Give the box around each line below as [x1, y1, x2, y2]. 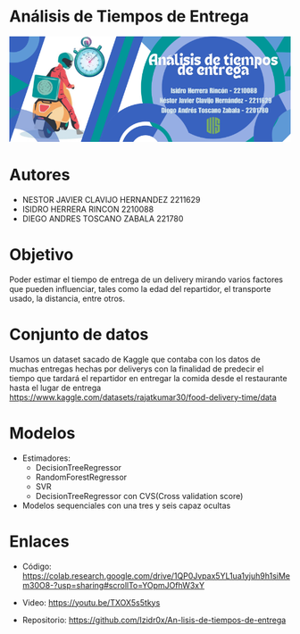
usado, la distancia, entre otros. [9, 293, 125, 304]
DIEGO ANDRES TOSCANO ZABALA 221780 [21, 213, 184, 224]
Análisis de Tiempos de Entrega [9, 6, 249, 27]
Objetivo [9, 245, 74, 265]
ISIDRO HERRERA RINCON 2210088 [21, 204, 154, 214]
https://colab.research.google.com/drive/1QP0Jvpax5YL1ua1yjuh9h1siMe [21, 570, 290, 581]
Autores [9, 165, 71, 185]
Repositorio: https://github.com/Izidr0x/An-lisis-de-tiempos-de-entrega [21, 614, 287, 625]
